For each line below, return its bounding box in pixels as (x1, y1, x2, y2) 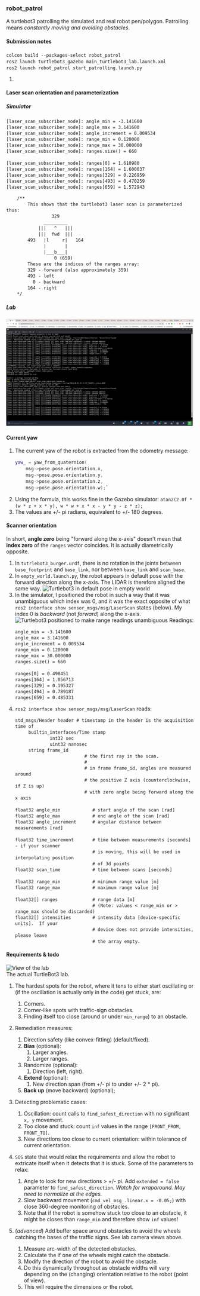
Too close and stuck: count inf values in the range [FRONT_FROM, (23, 1122, 182, 1130)
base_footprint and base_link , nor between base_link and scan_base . (14, 566, 186, 573)
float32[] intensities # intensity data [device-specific (14, 914, 180, 921)
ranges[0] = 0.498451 (14, 670, 68, 676)
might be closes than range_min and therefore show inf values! (23, 1215, 179, 1223)
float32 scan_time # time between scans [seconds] (14, 866, 173, 873)
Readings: (169, 617, 194, 624)
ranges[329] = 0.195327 (14, 682, 74, 688)
